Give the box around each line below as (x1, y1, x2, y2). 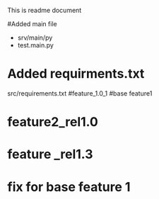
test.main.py (17, 41, 54, 49)
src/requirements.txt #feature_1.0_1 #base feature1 (7, 89, 153, 98)
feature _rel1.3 (7, 147, 93, 162)
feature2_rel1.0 (7, 114, 99, 130)
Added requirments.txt (7, 66, 145, 82)
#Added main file (7, 20, 58, 28)
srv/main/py (17, 33, 53, 42)
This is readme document (7, 6, 82, 14)
